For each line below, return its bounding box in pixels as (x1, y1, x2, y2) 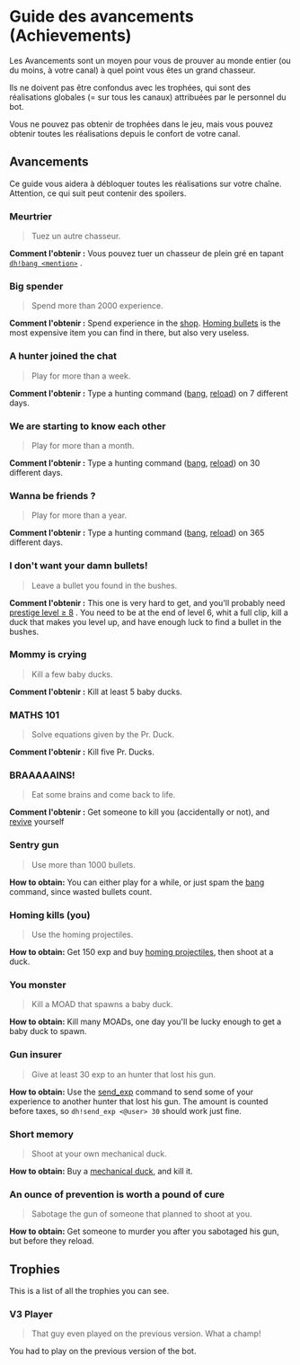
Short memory (9, 1128, 75, 1140)
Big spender (9, 280, 64, 292)
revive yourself (9, 816, 65, 827)
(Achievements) (9, 25, 132, 46)
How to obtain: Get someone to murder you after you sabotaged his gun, (9, 1226, 280, 1237)
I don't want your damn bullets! (9, 559, 148, 572)
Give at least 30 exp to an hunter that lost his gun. (31, 1068, 216, 1080)
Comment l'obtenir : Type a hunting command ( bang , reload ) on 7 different (9, 388, 288, 398)
